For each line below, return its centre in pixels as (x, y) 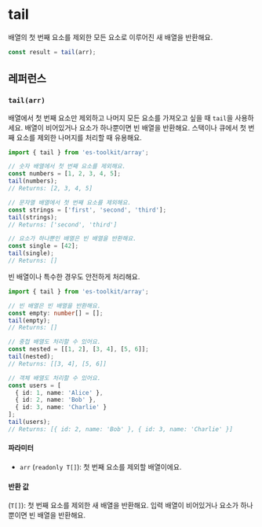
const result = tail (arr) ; (52, 52)
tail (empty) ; (29, 320)
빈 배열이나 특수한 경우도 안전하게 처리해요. (74, 276)
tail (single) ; (31, 253)
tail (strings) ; (33, 217)
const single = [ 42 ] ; (44, 246)
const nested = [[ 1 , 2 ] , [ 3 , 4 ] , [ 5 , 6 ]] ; (78, 349)
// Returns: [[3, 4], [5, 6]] (58, 363)
